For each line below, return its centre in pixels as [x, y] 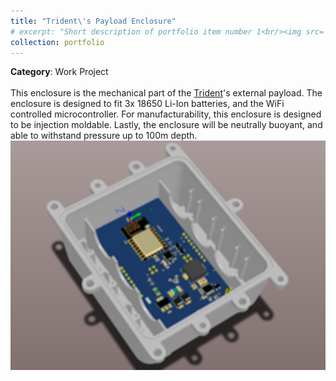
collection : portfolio [57, 42]
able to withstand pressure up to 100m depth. [104, 136]
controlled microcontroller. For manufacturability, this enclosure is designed [166, 114]
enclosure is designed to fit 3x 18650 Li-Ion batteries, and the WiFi [147, 104]
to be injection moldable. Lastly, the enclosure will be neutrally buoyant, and [166, 125]
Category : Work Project [59, 72]
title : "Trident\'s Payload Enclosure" [93, 21]
